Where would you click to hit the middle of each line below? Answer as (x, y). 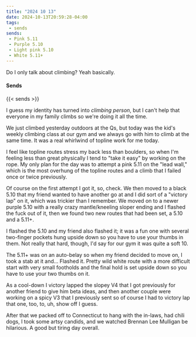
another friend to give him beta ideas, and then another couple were (89, 291)
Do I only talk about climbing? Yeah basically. (61, 72)
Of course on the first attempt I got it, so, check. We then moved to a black (96, 188)
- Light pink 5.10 (31, 50)
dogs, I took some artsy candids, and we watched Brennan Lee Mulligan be (97, 321)
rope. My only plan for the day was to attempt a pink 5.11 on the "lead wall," (97, 164)
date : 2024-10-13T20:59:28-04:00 (47, 17)
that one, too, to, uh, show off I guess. (52, 303)
